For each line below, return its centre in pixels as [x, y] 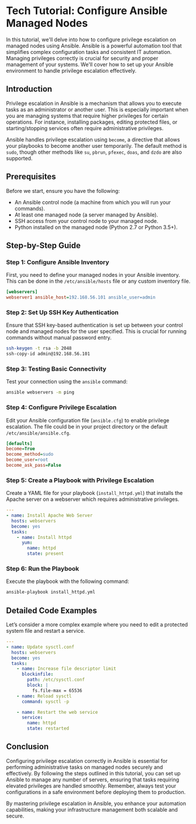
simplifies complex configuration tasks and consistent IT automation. [89, 52]
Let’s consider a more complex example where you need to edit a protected [97, 625]
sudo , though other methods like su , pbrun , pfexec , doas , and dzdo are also [94, 152]
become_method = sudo [30, 455]
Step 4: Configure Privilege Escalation [61, 408]
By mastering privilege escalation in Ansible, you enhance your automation [96, 803]
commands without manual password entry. [59, 338]
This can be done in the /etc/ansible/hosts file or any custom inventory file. [98, 281]
